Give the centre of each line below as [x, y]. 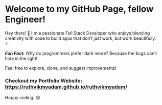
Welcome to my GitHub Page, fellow [79, 9]
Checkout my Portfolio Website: [44, 80]
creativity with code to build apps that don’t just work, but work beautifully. [81, 38]
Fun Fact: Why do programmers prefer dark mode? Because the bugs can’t [81, 53]
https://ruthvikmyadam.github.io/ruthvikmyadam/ [66, 87]
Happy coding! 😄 [23, 98]
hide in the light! [21, 58]
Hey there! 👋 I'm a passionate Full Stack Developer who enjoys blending [78, 33]
